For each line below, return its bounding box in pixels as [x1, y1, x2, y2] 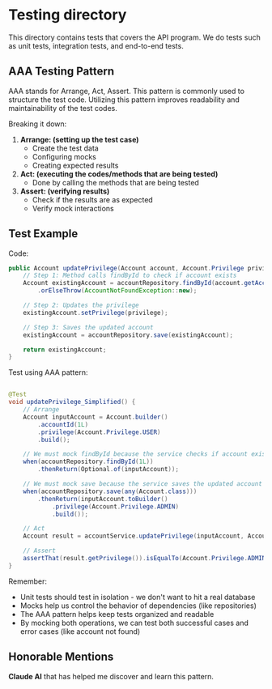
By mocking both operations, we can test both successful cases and [19, 618, 249, 627]
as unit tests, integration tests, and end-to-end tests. [8, 40, 184, 50]
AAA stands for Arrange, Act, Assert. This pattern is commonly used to [8, 86, 245, 96]
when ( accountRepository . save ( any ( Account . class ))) [23, 487, 198, 495]
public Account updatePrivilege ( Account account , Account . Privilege [8, 264, 244, 272]
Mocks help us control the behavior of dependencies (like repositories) [19, 601, 257, 610]
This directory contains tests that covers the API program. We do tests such [8, 32, 261, 42]
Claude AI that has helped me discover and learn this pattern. [8, 671, 215, 681]
